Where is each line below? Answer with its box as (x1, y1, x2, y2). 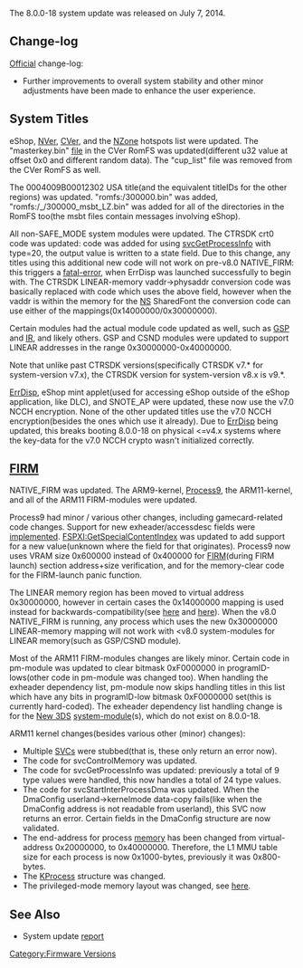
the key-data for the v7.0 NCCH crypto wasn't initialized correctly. (9, 435, 255, 446)
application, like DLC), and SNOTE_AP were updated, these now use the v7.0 (9, 396, 294, 407)
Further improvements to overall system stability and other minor (22, 75, 264, 86)
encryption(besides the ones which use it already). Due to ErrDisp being (9, 416, 279, 426)
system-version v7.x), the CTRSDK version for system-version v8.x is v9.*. (9, 369, 286, 379)
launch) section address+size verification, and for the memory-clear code (9, 561, 285, 571)
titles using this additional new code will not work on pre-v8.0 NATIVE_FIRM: (9, 257, 295, 268)
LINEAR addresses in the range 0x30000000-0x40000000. (9, 341, 232, 352)
